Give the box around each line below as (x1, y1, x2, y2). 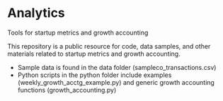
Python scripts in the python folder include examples (17, 71, 172, 79)
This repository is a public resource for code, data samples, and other (7, 42, 211, 50)
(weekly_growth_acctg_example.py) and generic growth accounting (17, 78, 215, 86)
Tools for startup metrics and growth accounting (7, 28, 149, 37)
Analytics (7, 5, 65, 21)
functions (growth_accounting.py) (17, 85, 117, 94)
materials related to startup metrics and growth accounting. (7, 49, 181, 58)
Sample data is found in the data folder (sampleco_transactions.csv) (17, 63, 217, 71)
